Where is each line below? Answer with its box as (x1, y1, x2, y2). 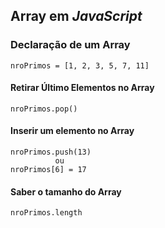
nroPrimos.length (10, 208, 83, 218)
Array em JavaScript (10, 8, 143, 25)
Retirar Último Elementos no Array (10, 82, 155, 94)
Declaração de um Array (10, 38, 131, 52)
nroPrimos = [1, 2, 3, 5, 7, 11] (10, 60, 150, 71)
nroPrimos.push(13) (10, 147, 92, 158)
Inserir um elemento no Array (10, 125, 135, 137)
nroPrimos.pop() (10, 104, 78, 114)
